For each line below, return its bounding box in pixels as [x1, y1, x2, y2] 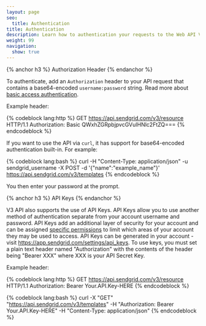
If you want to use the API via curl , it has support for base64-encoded [6, 139, 185, 146]
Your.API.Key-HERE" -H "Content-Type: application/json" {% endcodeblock [6, 307, 197, 314]
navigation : [6, 44, 37, 50]
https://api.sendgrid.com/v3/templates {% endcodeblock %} [6, 170, 160, 178]
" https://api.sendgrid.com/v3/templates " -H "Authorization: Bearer [6, 300, 174, 308]
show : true [12, 49, 40, 55]
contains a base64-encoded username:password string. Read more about [6, 84, 189, 91]
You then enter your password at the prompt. [6, 182, 120, 190]
